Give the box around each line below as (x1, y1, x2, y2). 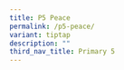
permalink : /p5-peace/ (9, 22, 95, 31)
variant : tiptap (9, 30, 71, 39)
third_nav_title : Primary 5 (9, 47, 116, 56)
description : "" (9, 38, 71, 48)
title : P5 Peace (9, 13, 71, 23)
